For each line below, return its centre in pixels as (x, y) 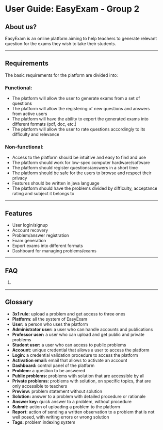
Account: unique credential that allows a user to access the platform (81, 350)
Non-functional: (24, 147)
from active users (30, 114)
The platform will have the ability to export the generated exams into (80, 119)
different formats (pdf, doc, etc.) (44, 124)
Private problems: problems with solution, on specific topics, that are (81, 381)
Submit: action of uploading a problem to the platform (66, 407)
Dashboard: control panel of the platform (53, 365)
